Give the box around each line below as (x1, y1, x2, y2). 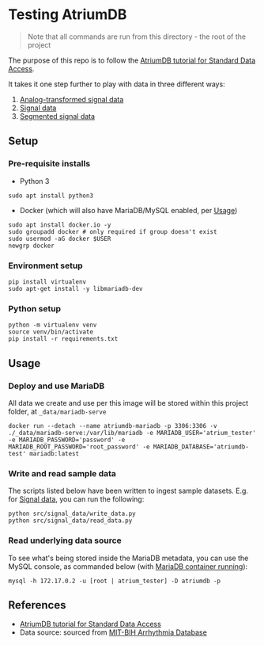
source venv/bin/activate (8, 328, 93, 336)
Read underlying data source (8, 535, 123, 546)
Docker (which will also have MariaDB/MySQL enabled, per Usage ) (19, 205, 238, 215)
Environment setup (8, 260, 83, 271)
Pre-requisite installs (8, 158, 91, 170)
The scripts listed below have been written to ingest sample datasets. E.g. (8, 486, 249, 496)
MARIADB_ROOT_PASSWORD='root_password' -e (8, 442, 150, 451)
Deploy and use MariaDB (8, 380, 105, 391)
